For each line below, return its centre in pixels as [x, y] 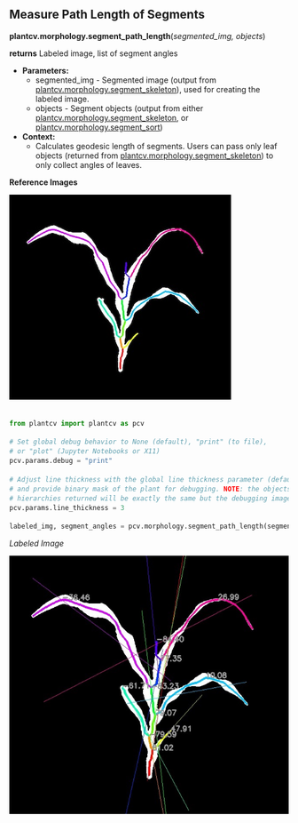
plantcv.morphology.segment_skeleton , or [112, 117]
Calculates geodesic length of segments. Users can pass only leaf [156, 146]
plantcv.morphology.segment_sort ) [99, 127]
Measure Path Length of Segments [107, 15]
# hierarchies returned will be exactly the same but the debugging [138, 498]
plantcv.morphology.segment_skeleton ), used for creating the [148, 89]
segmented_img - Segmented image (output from [126, 80]
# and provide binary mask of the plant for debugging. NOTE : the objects [150, 489]
